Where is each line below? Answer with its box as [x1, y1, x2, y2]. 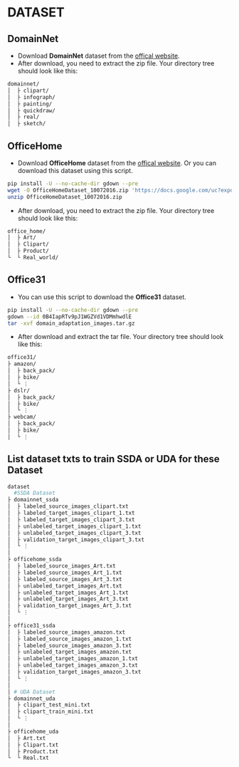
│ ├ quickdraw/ [7, 107, 55, 114]
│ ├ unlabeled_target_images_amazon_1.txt [7, 655, 139, 662]
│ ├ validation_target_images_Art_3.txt [7, 602, 132, 610]
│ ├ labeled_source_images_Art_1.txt [7, 569, 122, 576]
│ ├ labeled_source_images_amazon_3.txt [7, 642, 132, 649]
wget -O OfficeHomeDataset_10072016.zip [7, 187, 129, 194]
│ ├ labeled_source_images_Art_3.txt [7, 575, 122, 583]
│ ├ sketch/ [7, 120, 46, 127]
